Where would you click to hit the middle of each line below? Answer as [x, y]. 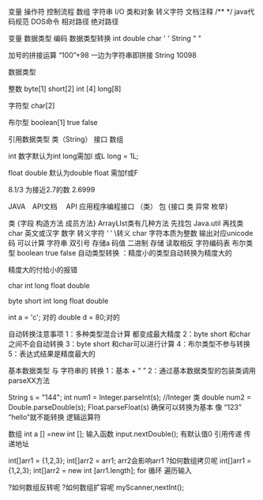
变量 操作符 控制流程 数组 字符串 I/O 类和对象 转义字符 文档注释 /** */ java [128, 11]
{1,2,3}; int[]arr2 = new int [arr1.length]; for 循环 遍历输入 [100, 470]
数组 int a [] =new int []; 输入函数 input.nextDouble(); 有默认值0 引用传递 [125, 434]
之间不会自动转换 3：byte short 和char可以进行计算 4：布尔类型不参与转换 [129, 344]
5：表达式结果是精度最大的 [52, 354]
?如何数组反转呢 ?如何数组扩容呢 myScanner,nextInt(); [96, 487]
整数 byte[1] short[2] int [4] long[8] [65, 89]
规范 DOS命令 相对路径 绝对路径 [67, 21]
